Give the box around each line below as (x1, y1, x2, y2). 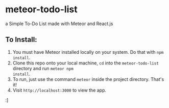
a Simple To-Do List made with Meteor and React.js (5, 20, 113, 27)
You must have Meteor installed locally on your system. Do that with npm (12, 49, 164, 55)
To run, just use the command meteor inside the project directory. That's (12, 76, 164, 82)
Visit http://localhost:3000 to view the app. (12, 87, 106, 93)
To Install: (5, 35, 37, 44)
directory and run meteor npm (12, 65, 74, 71)
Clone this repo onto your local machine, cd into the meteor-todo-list (12, 60, 159, 66)
